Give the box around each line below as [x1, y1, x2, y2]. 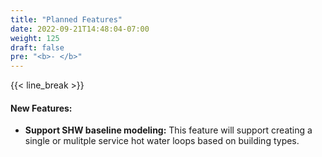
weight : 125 [10, 33, 60, 43]
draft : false [10, 42, 65, 53]
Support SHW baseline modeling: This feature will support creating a [24, 124, 313, 136]
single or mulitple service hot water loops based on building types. [24, 135, 300, 147]
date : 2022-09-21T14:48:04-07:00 [10, 24, 150, 34]
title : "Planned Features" [10, 14, 123, 25]
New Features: [10, 102, 73, 114]
